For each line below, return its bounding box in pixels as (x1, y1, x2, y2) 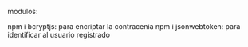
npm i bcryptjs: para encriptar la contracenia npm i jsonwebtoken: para (7, 22, 241, 31)
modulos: (7, 7, 38, 16)
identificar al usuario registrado (7, 31, 111, 39)
